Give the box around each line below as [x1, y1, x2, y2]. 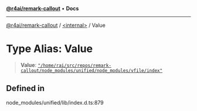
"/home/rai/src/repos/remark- [38, 63, 111, 68]
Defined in [6, 84, 45, 93]
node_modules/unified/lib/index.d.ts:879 [6, 99, 104, 106]
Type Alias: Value [6, 42, 93, 56]
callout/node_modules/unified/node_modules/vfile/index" [20, 67, 163, 74]
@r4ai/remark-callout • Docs [6, 5, 79, 12]
